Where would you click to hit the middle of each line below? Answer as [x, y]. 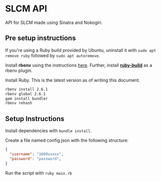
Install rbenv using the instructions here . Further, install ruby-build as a [79, 65]
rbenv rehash [19, 103]
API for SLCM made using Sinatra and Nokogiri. [54, 22]
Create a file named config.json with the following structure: [67, 141]
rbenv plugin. [19, 70]
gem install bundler [27, 98]
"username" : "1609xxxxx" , [37, 154]
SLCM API [26, 9]
